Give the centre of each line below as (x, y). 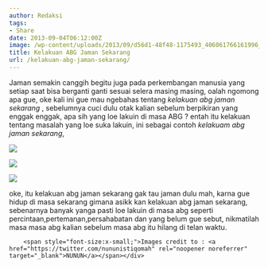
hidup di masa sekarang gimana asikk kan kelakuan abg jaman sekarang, (128, 202)
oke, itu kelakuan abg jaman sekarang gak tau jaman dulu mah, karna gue (129, 193)
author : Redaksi (36, 16)
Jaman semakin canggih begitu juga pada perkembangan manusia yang (127, 82)
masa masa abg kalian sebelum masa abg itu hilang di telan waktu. (118, 227)
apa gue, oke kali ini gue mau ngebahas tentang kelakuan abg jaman (122, 99)
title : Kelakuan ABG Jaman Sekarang (70, 52)
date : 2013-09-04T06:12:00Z (56, 38)
